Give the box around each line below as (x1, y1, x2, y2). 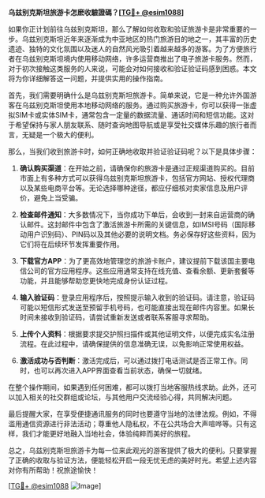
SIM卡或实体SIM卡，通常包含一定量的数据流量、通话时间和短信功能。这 (14, 110, 248, 119)
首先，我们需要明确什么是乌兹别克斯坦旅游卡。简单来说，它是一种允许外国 (8, 91, 250, 99)
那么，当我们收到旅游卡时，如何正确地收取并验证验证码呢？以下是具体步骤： (8, 147, 257, 156)
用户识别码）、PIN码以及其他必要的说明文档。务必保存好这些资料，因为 (26, 230, 256, 239)
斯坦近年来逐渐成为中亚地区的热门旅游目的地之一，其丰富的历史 (49, 35, 257, 43)
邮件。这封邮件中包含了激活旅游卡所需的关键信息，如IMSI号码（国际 (26, 220, 248, 229)
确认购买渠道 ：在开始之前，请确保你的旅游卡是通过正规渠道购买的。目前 (19, 163, 255, 173)
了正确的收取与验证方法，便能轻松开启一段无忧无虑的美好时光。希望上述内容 (8, 455, 257, 465)
